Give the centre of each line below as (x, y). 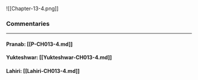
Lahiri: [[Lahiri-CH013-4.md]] (43, 71)
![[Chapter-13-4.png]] (32, 9)
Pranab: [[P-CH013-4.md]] (39, 44)
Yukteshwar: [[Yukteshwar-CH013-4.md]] (59, 58)
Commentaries (28, 24)
